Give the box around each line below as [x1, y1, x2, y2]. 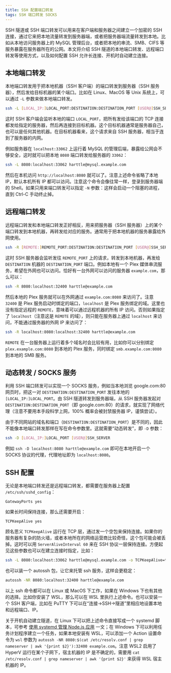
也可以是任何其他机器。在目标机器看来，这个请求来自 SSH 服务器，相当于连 [5, 128, 164, 135]
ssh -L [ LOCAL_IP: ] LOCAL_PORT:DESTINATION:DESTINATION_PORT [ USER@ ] [5, 106, 154, 111]
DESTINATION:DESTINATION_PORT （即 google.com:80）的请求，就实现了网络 [5, 402, 160, 408]
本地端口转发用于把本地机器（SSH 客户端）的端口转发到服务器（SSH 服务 [5, 83, 160, 89]
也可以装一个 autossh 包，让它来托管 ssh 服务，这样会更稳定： [5, 567, 137, 573]
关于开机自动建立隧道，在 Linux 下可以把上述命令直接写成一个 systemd [5, 617, 154, 624]
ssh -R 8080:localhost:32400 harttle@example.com [5, 284, 113, 289]
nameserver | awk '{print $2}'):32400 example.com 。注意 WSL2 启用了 [5, 642, 157, 649]
